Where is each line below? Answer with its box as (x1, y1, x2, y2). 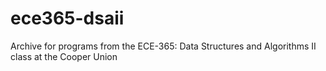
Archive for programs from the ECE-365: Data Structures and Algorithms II (10, 40, 317, 52)
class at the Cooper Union (10, 50, 118, 62)
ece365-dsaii (10, 7, 125, 30)
